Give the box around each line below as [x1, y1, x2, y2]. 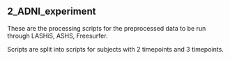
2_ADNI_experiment [7, 6, 96, 17]
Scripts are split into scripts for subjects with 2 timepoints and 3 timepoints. [7, 45, 224, 53]
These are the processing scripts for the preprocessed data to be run [7, 24, 206, 32]
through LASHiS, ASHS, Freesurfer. [7, 31, 108, 40]
